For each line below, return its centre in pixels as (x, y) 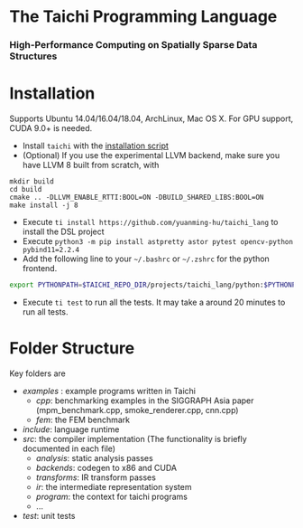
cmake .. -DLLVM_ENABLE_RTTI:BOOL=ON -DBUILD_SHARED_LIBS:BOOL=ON (137, 198)
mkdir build (32, 182)
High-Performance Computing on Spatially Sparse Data (133, 45)
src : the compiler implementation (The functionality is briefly (135, 438)
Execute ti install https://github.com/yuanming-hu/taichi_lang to (150, 222)
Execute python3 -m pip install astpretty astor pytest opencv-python (157, 241)
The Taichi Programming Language (143, 17)
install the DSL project (64, 231)
